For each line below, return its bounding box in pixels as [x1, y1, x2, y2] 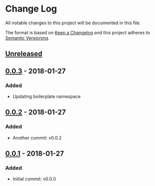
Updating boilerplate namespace [12, 94, 81, 100]
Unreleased [5, 50, 43, 58]
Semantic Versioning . [5, 35, 49, 41]
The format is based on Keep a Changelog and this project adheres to [5, 29, 150, 35]
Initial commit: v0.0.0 [12, 176, 57, 182]
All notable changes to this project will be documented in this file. [5, 20, 141, 26]
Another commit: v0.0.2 [12, 134, 62, 141]
